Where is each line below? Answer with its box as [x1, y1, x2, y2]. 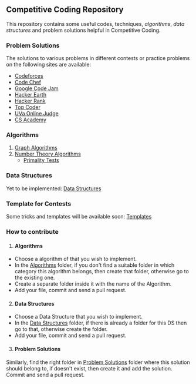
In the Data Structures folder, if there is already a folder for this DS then [14, 319, 187, 326]
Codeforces [14, 72, 43, 80]
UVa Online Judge [14, 110, 59, 117]
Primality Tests [23, 157, 60, 164]
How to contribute [6, 227, 59, 236]
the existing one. [14, 274, 55, 282]
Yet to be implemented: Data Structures [6, 185, 102, 192]
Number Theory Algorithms [14, 150, 81, 158]
